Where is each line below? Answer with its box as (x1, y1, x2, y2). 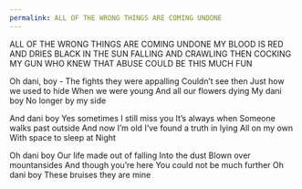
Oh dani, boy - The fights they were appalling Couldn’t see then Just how (9, 75, 285, 87)
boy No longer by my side (9, 95, 107, 106)
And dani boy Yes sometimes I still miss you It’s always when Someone (9, 112, 276, 123)
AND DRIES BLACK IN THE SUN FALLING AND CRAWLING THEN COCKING (9, 47, 292, 59)
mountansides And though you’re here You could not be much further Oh (9, 159, 285, 170)
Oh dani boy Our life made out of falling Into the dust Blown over (9, 150, 251, 161)
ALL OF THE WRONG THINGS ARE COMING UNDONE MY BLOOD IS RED (9, 38, 285, 49)
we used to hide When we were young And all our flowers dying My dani (9, 85, 282, 96)
